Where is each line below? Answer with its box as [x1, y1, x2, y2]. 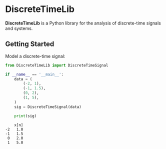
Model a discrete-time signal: [5, 53, 65, 59]
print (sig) [14, 113, 37, 118]
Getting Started [5, 40, 54, 48]
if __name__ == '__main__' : [5, 71, 64, 77]
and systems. [5, 25, 33, 31]
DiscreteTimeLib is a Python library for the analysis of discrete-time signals [5, 20, 161, 26]
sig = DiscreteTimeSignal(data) [14, 104, 81, 109]
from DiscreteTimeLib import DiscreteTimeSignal [5, 62, 108, 68]
